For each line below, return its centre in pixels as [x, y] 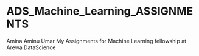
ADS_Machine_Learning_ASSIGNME [100, 11]
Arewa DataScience [31, 47]
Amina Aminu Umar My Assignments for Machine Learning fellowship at [96, 41]
